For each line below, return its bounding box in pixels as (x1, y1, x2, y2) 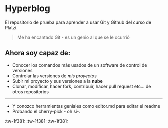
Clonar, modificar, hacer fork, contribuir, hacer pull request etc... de (12, 83, 151, 89)
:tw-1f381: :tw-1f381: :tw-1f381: (5, 118, 68, 124)
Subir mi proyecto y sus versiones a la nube (12, 78, 103, 84)
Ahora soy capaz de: (5, 49, 71, 57)
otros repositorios (12, 88, 49, 95)
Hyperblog (5, 3, 51, 14)
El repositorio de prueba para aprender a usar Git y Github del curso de (5, 19, 151, 25)
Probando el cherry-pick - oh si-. (12, 108, 81, 114)
